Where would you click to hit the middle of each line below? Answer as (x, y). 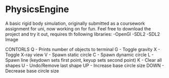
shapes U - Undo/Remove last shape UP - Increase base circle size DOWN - (85, 65)
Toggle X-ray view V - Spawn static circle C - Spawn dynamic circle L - (79, 55)
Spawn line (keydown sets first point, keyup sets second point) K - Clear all (83, 60)
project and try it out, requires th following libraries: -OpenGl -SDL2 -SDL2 (83, 34)
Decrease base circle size (32, 71)
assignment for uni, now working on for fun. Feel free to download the (78, 28)
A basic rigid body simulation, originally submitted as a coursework (75, 23)
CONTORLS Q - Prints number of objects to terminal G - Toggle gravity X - (83, 49)
